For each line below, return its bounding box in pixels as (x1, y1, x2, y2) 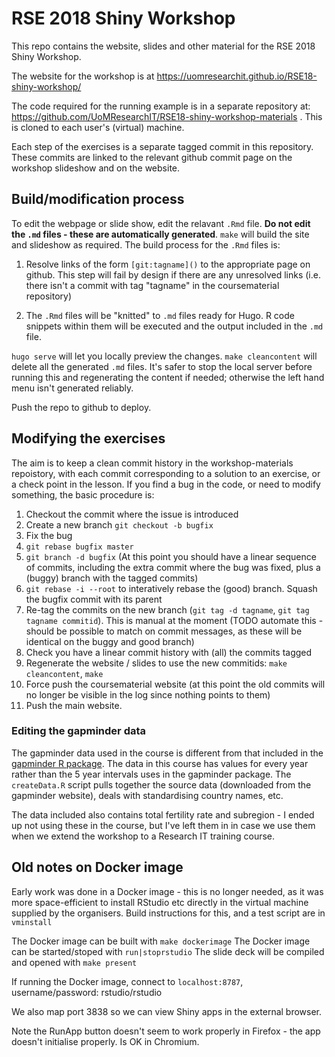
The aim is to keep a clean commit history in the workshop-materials (11, 457, 294, 469)
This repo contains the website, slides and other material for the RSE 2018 (11, 40, 316, 52)
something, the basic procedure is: (11, 488, 155, 501)
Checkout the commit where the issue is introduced (25, 508, 239, 520)
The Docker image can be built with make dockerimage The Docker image (11, 935, 311, 947)
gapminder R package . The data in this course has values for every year (11, 757, 309, 769)
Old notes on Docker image (11, 859, 184, 876)
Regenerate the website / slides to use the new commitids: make (25, 657, 288, 669)
